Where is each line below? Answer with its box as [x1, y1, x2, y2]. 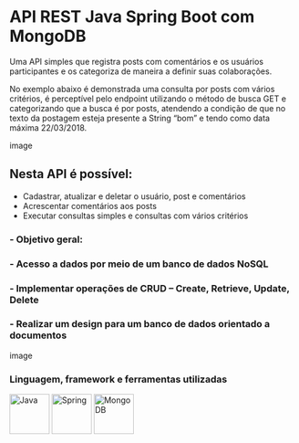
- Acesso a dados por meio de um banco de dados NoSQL [9, 258, 269, 270]
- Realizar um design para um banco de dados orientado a [9, 318, 271, 331]
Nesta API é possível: [9, 166, 133, 182]
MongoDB [9, 26, 87, 47]
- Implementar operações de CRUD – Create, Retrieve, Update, [9, 281, 290, 294]
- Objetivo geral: [9, 233, 84, 246]
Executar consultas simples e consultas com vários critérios [22, 210, 249, 221]
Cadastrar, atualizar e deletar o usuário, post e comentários [22, 190, 246, 202]
